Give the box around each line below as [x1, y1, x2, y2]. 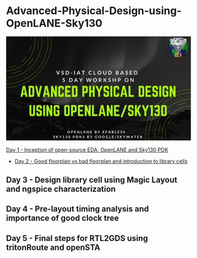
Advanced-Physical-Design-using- [6, 4, 182, 18]
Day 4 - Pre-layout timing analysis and [6, 204, 150, 214]
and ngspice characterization [6, 184, 116, 194]
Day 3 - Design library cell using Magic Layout [6, 175, 178, 185]
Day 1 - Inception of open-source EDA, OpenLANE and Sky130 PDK [6, 146, 169, 153]
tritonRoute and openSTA [6, 242, 101, 252]
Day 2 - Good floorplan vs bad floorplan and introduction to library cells [14, 158, 188, 165]
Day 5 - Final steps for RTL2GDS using [6, 233, 148, 243]
